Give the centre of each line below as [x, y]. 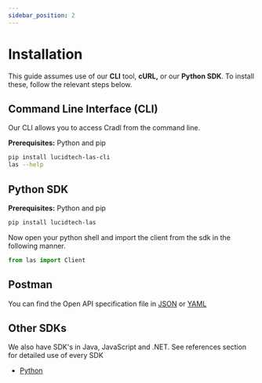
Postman [31, 285]
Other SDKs [37, 328]
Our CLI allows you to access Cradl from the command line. [104, 128]
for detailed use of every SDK [56, 356]
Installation [45, 54]
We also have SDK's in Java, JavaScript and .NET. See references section [127, 347]
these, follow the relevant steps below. [70, 84]
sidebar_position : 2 [42, 15]
